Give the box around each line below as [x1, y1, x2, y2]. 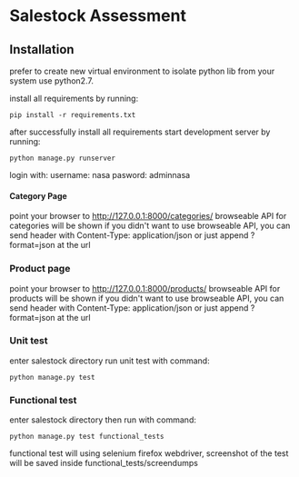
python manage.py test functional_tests [9, 432, 165, 442]
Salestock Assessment [9, 5, 186, 26]
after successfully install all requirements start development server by [9, 126, 271, 137]
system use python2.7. [9, 75, 94, 86]
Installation [9, 42, 75, 57]
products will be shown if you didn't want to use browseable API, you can [9, 293, 284, 303]
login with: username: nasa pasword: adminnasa [9, 170, 191, 180]
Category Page [9, 190, 68, 201]
